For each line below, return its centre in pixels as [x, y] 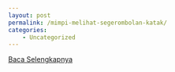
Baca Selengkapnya [41, 59]
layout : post [30, 15]
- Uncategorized [49, 37]
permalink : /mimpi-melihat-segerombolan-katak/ [88, 23]
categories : [28, 30]
